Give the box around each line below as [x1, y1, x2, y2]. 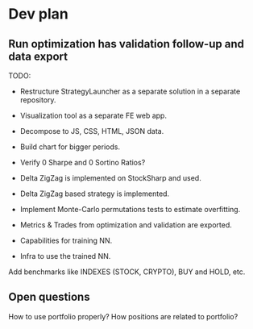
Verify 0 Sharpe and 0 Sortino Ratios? [19, 158, 146, 167]
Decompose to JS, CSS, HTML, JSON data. [19, 127, 164, 135]
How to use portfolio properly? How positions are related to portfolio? [8, 311, 238, 321]
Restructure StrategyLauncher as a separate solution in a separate [19, 86, 241, 96]
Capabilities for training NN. [19, 235, 113, 245]
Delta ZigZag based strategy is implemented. [19, 189, 170, 198]
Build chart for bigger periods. [19, 142, 121, 152]
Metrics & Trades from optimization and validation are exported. [19, 220, 232, 230]
